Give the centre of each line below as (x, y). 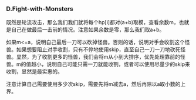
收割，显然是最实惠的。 (34, 72)
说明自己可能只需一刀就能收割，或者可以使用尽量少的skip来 (119, 64)
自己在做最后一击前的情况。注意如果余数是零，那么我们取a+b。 (88, 30)
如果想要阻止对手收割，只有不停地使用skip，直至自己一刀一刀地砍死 (98, 49)
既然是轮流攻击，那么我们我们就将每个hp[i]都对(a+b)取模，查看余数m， (92, 22)
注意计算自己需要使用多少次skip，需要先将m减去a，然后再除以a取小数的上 (96, 84)
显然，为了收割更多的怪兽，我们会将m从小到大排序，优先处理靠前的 (98, 57)
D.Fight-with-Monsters (40, 9)
